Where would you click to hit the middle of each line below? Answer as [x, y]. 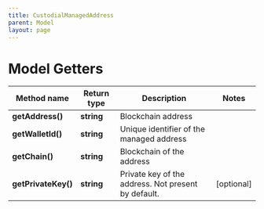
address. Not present [159, 184]
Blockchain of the [152, 152]
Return [97, 93]
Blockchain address [156, 117]
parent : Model [31, 23]
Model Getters [56, 68]
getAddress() [38, 117]
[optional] [234, 184]
